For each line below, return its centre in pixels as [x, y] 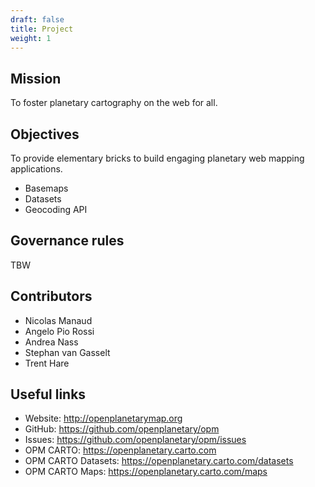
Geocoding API [56, 209]
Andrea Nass [51, 342]
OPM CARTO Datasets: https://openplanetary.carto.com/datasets [159, 461]
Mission [36, 78]
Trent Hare [47, 363]
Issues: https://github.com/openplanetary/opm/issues [135, 440]
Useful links [48, 394]
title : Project [42, 29]
